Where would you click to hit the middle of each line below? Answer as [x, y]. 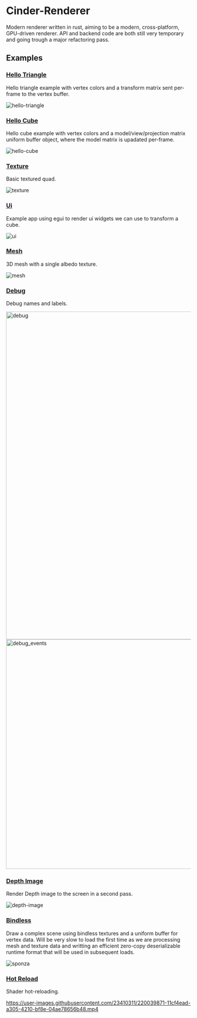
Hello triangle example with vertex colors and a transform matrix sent [89, 88]
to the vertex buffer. [45, 94]
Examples [24, 58]
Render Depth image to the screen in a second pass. [69, 894]
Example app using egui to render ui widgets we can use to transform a [92, 218]
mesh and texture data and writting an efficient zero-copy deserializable [93, 946]
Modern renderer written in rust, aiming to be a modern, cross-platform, [93, 27]
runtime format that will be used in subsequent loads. [70, 952]
